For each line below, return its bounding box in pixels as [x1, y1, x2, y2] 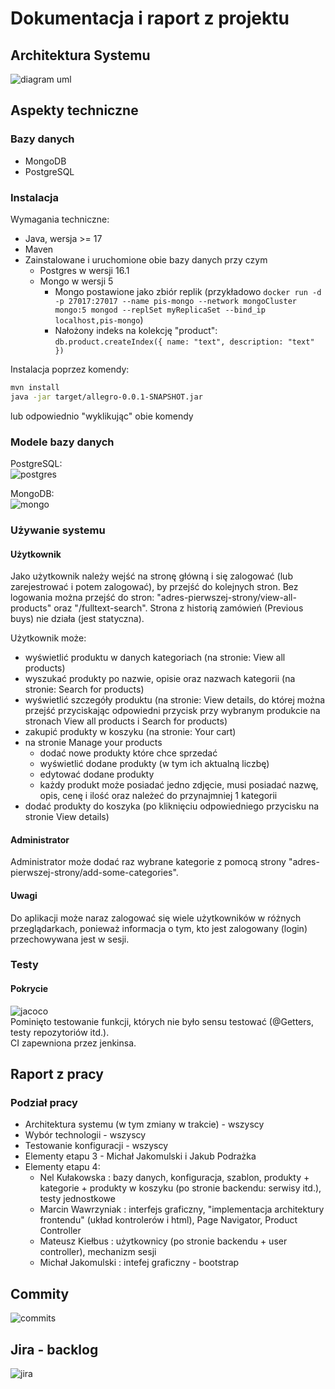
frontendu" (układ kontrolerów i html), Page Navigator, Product [39, 1214, 298, 1226]
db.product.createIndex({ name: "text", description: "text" [54, 337, 315, 347]
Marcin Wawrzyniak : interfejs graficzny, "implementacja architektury [39, 1203, 325, 1216]
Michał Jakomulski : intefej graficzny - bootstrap [39, 1257, 240, 1269]
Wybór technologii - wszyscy [24, 1129, 147, 1141]
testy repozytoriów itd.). [10, 1026, 110, 1038]
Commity [10, 1285, 70, 1302]
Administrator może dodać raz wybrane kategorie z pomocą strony [10, 856, 287, 868]
